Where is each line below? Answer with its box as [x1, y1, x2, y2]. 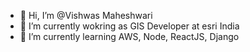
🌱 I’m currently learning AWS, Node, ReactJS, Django [19, 31, 240, 42]
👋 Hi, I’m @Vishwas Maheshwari [19, 10, 153, 21]
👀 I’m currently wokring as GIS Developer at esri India [19, 20, 240, 32]
